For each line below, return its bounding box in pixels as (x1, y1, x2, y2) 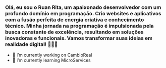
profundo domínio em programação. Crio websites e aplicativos (5, 10, 162, 17)
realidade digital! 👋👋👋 (5, 41, 58, 48)
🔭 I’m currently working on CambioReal (12, 52, 92, 58)
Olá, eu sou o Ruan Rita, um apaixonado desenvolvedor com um (5, 4, 162, 11)
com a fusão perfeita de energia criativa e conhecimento (5, 16, 144, 23)
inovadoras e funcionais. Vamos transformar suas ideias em (5, 34, 153, 41)
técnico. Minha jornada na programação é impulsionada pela (5, 22, 154, 29)
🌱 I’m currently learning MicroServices (12, 57, 91, 63)
